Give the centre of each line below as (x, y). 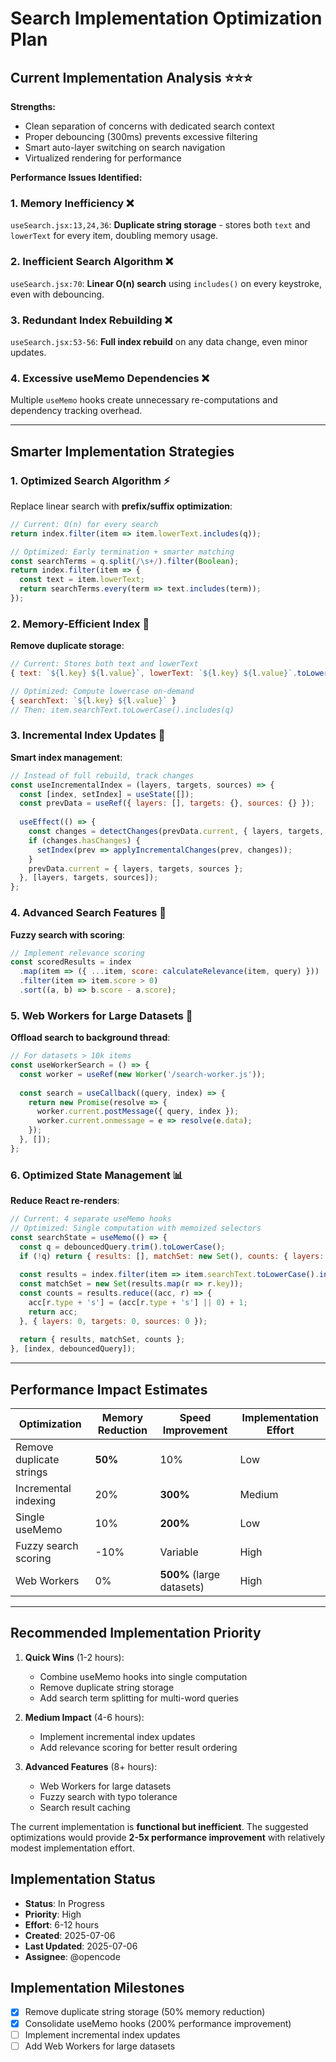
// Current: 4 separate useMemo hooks (91, 1219)
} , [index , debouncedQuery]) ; (73, 1349)
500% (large (190, 1575)
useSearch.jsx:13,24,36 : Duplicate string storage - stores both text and (160, 225)
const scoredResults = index (71, 962)
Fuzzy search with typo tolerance (108, 1796)
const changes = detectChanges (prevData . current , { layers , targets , (176, 832)
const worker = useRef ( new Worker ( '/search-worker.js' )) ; (143, 1074)
